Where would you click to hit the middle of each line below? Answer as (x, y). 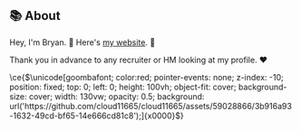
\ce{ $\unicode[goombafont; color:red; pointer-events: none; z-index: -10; (146, 77)
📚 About (35, 16)
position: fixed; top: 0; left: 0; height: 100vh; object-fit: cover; (123, 87)
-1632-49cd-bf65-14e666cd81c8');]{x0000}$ (95, 116)
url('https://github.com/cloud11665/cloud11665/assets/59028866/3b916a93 (151, 106)
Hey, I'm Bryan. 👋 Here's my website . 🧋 (83, 42)
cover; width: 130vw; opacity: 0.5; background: (117, 96)
